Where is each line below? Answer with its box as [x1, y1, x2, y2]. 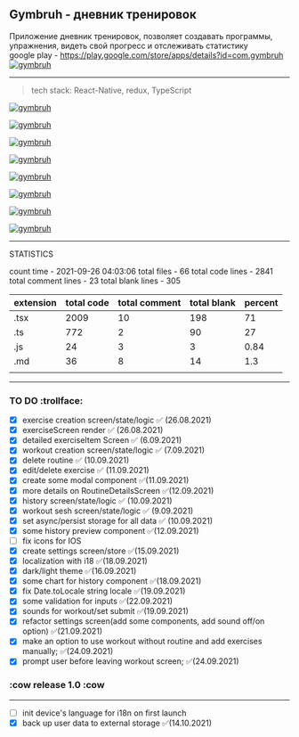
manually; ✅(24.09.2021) [21, 646, 114, 657]
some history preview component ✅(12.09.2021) [21, 525, 199, 536]
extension [13, 296, 57, 308]
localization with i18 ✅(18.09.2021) [21, 555, 149, 566]
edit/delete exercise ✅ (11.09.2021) [21, 465, 149, 476]
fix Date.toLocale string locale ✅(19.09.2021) [21, 586, 186, 596]
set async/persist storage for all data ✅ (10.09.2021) [21, 515, 214, 526]
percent [244, 296, 279, 308]
